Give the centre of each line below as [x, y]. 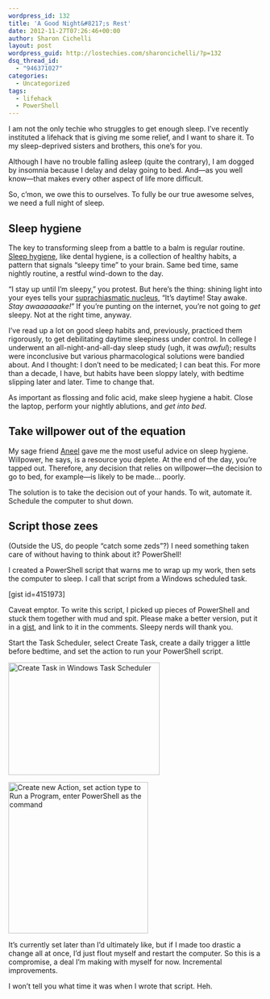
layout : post [30, 46]
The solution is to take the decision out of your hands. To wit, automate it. [130, 492]
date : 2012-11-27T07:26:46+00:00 [64, 31]
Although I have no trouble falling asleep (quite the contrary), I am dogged [131, 161]
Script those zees [53, 527]
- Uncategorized [43, 83]
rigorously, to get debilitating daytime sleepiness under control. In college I [132, 339]
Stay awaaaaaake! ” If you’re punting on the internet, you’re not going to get [134, 306]
